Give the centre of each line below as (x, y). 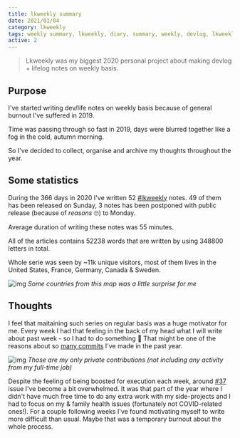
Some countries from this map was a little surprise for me (113, 283)
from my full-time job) (40, 367)
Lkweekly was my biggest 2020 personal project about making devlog (129, 61)
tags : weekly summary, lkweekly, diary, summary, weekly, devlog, (109, 34)
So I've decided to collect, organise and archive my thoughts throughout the (120, 150)
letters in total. (29, 248)
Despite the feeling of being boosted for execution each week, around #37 (118, 381)
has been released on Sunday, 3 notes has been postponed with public (112, 205)
